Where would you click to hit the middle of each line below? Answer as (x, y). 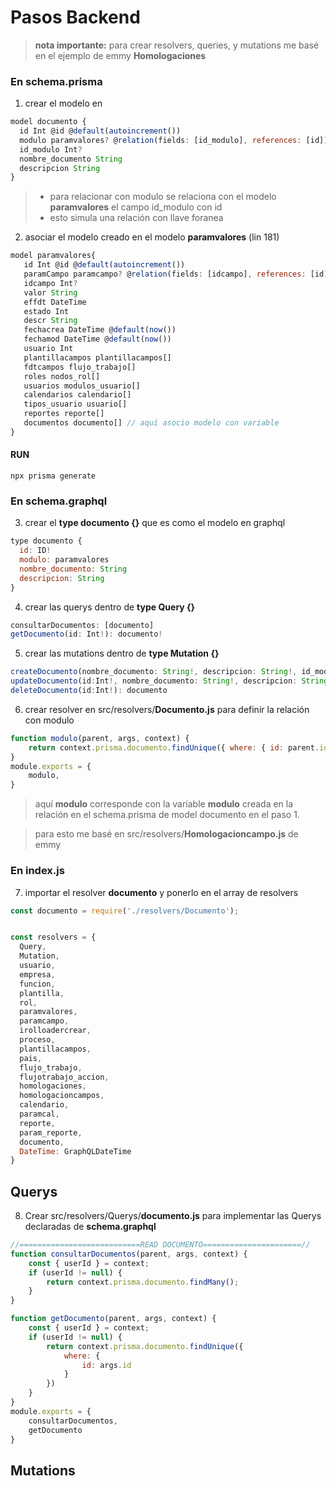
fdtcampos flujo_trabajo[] (80, 367)
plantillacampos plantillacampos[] (97, 357)
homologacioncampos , (62, 1096)
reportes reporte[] (64, 414)
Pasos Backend (75, 17)
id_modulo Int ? (51, 149)
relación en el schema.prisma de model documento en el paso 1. (167, 815)
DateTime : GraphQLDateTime (75, 1151)
